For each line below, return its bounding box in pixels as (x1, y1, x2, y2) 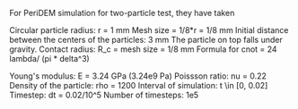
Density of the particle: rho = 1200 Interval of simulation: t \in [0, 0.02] (9, 80, 268, 90)
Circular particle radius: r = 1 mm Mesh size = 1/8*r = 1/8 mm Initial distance (9, 25, 289, 35)
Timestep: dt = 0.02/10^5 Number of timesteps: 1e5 (9, 89, 199, 100)
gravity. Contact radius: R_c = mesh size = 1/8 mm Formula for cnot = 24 (9, 44, 277, 54)
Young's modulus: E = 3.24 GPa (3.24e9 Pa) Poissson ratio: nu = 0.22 (9, 71, 267, 81)
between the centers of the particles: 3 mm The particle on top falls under (9, 35, 283, 45)
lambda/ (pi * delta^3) (9, 54, 90, 63)
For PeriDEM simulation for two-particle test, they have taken (9, 8, 235, 18)
